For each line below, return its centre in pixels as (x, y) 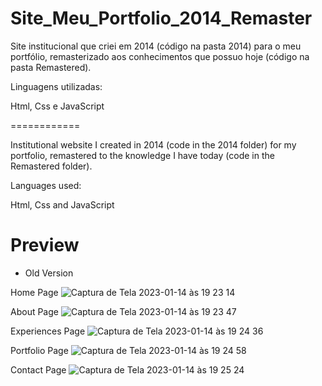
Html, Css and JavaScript (62, 204)
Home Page (34, 292)
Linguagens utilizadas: (56, 86)
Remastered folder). (51, 166)
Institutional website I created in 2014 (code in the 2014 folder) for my (153, 144)
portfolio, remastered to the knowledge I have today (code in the (142, 155)
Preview (45, 245)
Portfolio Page (39, 350)
